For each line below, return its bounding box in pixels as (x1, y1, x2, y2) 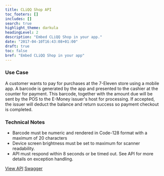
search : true (5, 21, 32, 26)
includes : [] (5, 16, 32, 21)
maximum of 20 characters (12, 135, 67, 141)
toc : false (5, 48, 28, 53)
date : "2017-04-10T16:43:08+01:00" (5, 39, 78, 44)
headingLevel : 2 (5, 30, 38, 35)
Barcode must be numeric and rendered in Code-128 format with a (12, 130, 148, 136)
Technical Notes (5, 118, 45, 125)
